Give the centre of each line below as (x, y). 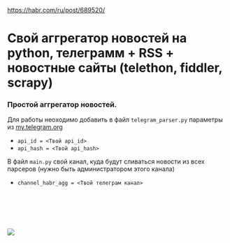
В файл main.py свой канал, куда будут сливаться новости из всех (106, 162)
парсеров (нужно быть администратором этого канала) (91, 169)
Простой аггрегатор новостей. (62, 105)
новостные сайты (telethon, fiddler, (115, 68)
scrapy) (30, 83)
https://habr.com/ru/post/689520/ (56, 10)
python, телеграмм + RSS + (91, 53)
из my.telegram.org (35, 127)
